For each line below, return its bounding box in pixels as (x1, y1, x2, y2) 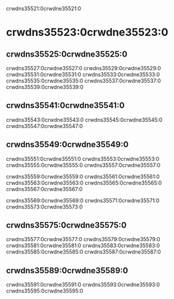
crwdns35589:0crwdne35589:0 (6, 265, 129, 275)
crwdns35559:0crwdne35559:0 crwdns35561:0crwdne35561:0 (6, 173, 160, 180)
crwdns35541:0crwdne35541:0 (6, 100, 125, 111)
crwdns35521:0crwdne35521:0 (6, 5, 81, 12)
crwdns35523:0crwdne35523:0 (6, 26, 169, 39)
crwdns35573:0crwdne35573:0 (6, 203, 83, 210)
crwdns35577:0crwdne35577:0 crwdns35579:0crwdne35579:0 (6, 236, 160, 243)
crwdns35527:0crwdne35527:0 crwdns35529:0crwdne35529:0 (6, 65, 161, 71)
